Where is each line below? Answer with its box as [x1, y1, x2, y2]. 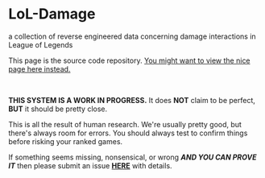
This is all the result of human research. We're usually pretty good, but [8, 119, 242, 129]
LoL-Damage [8, 5, 96, 23]
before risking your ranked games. [8, 136, 123, 146]
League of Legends [8, 39, 73, 49]
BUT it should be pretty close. [8, 104, 107, 114]
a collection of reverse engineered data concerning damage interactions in [8, 31, 256, 41]
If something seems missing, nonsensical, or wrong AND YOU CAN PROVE [8, 152, 257, 162]
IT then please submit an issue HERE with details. [8, 160, 172, 170]
